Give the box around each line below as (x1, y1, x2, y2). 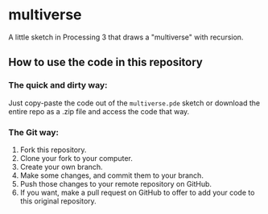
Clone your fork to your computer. (19, 153, 133, 163)
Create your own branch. (19, 162, 103, 171)
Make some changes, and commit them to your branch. (19, 171, 204, 180)
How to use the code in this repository (8, 56, 203, 69)
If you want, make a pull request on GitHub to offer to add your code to (19, 187, 255, 197)
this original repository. (19, 195, 97, 206)
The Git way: (8, 126, 59, 138)
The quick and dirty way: (8, 80, 108, 91)
